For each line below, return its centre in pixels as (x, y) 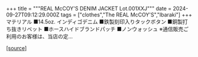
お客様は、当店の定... (47, 36)
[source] (17, 48)
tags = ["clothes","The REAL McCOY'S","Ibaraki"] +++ (126, 15)
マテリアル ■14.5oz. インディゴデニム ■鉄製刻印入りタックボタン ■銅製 (95, 22)
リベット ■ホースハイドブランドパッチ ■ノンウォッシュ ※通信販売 (103, 29)
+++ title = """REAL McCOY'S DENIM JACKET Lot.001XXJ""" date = (89, 9)
